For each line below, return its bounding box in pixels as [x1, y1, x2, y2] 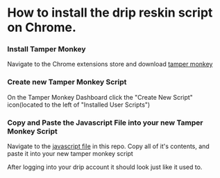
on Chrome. [7, 19, 76, 35]
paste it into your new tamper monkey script [7, 150, 133, 158]
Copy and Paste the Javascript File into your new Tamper [7, 118, 203, 127]
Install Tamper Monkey [7, 44, 86, 54]
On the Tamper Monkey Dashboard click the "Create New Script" [7, 93, 193, 101]
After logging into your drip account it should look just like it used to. [7, 163, 203, 171]
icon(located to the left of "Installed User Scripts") [7, 100, 151, 109]
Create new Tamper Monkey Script [7, 78, 127, 87]
